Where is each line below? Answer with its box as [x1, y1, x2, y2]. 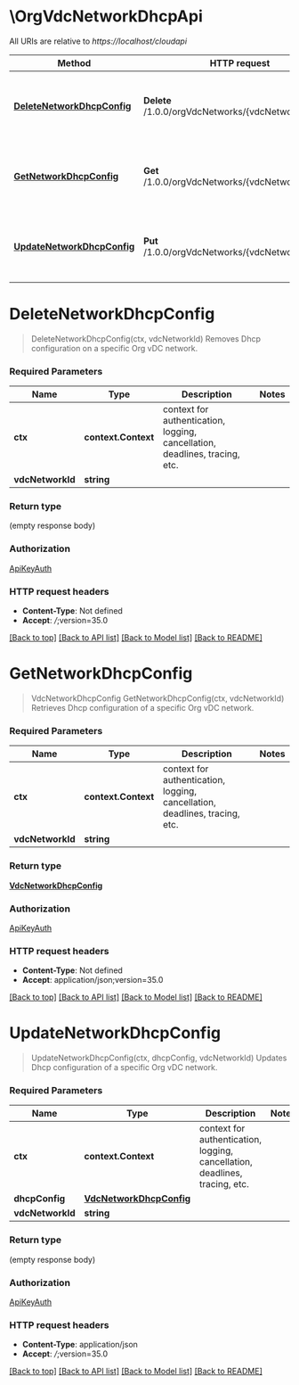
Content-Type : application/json [21, 1340, 138, 1350]
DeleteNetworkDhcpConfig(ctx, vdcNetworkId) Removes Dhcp [30, 333, 261, 344]
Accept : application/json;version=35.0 [21, 975, 164, 985]
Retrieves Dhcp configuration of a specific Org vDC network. [30, 703, 255, 713]
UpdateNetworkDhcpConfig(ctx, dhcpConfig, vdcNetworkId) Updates [30, 1052, 287, 1063]
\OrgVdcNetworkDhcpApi [9, 6, 203, 27]
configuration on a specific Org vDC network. [30, 342, 198, 353]
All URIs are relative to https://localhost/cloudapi [9, 36, 188, 46]
